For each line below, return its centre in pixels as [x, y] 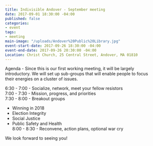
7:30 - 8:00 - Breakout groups [35, 99]
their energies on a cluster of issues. [42, 79]
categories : [17, 23]
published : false [23, 18]
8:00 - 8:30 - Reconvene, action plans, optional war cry [68, 129]
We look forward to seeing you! [36, 138]
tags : [10, 32]
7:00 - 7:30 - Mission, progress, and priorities [51, 93]
